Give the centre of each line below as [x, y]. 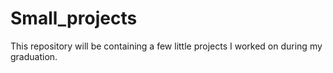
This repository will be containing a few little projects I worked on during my [166, 46]
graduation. [34, 56]
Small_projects [74, 18]
